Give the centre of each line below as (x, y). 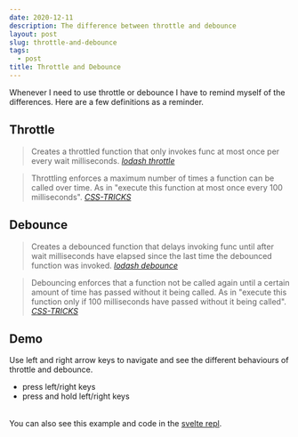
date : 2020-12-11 (41, 17)
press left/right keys (59, 387)
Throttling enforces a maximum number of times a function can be (153, 178)
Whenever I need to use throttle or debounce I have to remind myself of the (147, 92)
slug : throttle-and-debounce (63, 42)
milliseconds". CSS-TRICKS (81, 197)
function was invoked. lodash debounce (105, 265)
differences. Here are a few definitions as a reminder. (107, 101)
